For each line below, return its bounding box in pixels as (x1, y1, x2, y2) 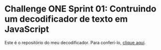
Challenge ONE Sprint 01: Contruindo (4, 3, 157, 14)
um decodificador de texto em (4, 13, 128, 25)
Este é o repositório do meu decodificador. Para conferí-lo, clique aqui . (4, 39, 146, 45)
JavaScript (4, 24, 49, 35)
